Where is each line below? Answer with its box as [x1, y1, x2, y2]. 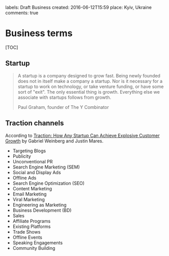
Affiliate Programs [12, 218, 51, 224]
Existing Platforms [12, 223, 51, 230]
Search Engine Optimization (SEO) [12, 180, 85, 186]
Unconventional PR [12, 158, 53, 164]
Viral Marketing [12, 196, 45, 203]
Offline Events [12, 234, 42, 240]
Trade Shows [12, 229, 41, 235]
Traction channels [5, 119, 64, 128]
